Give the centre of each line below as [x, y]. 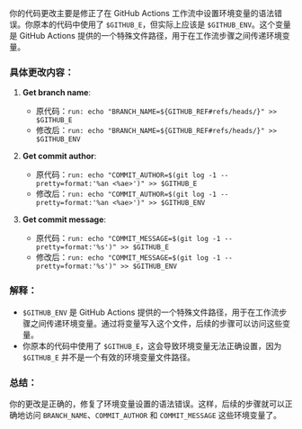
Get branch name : [57, 93]
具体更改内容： [42, 72]
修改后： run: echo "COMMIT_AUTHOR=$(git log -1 [126, 194]
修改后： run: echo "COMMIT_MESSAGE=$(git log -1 [128, 257]
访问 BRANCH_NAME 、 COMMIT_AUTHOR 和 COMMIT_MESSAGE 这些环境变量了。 [153, 415]
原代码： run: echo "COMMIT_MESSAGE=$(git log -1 [128, 238]
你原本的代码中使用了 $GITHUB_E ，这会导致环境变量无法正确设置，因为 [152, 345]
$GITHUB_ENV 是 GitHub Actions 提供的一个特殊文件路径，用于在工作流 [151, 312]
